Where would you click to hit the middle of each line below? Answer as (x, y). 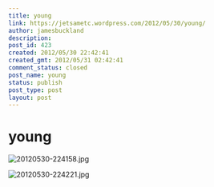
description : (30, 38)
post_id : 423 (30, 46)
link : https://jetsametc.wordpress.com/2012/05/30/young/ (107, 23)
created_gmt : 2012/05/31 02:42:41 (66, 61)
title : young (30, 16)
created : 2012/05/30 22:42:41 (59, 53)
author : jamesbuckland (46, 30)
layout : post (30, 97)
